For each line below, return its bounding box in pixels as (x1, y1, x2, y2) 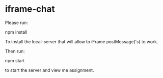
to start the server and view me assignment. (5, 67, 94, 73)
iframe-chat (5, 3, 55, 15)
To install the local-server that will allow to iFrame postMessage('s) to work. (5, 38, 159, 45)
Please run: (5, 20, 28, 26)
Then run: (5, 48, 25, 54)
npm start (5, 57, 25, 63)
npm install (5, 29, 27, 35)
